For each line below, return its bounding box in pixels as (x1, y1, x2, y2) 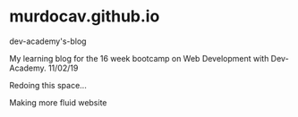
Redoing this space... (9, 79, 87, 90)
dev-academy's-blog (9, 36, 87, 46)
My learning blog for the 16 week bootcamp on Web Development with (9, 53, 269, 63)
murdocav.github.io (9, 6, 160, 27)
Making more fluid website (9, 96, 107, 108)
